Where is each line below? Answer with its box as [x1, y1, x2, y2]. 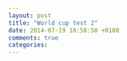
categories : [8, 41, 48, 49]
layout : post [8, 11, 52, 20]
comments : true [8, 33, 59, 42]
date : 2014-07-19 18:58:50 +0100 [8, 26, 120, 34]
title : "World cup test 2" [8, 19, 98, 27]
